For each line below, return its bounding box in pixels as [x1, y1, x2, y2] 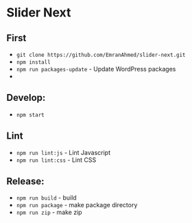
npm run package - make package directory [16, 201, 138, 209]
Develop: [6, 92, 46, 104]
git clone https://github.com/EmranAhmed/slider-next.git [16, 51, 186, 58]
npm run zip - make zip [16, 208, 83, 217]
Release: [6, 176, 45, 187]
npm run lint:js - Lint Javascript [16, 148, 111, 156]
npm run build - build [16, 193, 77, 202]
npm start [16, 111, 45, 118]
